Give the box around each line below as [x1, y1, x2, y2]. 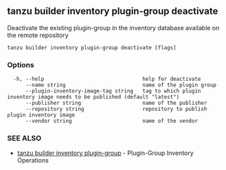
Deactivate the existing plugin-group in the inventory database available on [7, 23, 220, 32]
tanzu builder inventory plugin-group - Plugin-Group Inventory [16, 149, 194, 157]
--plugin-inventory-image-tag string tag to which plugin [25, 88, 201, 95]
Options [7, 60, 34, 69]
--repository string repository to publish [25, 106, 207, 112]
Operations [16, 156, 49, 165]
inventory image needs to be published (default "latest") [7, 94, 180, 101]
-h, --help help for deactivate [13, 75, 201, 83]
